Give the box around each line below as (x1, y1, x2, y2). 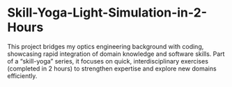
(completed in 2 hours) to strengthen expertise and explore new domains (7, 64, 217, 72)
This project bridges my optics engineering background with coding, (7, 42, 204, 50)
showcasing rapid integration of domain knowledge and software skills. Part (7, 50, 225, 58)
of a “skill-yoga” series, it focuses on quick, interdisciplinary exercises (7, 57, 209, 65)
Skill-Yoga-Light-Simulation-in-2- (7, 5, 208, 21)
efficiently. (7, 71, 38, 80)
